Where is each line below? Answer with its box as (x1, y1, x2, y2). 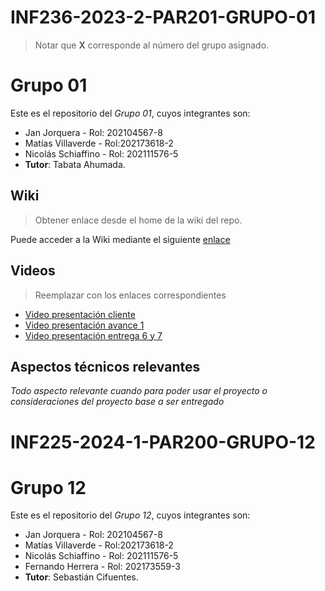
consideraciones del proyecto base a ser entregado (10, 396, 225, 408)
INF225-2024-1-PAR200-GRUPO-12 (10, 431, 316, 453)
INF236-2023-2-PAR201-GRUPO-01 (10, 6, 316, 29)
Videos (10, 262, 56, 280)
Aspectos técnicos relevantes (10, 358, 201, 375)
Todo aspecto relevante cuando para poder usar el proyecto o (10, 385, 268, 397)
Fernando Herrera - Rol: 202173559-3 (24, 561, 181, 573)
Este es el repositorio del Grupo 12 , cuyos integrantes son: (10, 509, 251, 521)
